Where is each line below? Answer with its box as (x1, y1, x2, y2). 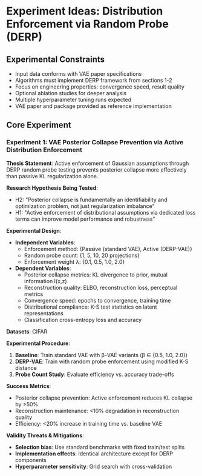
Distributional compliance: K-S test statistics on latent (24, 303, 157, 310)
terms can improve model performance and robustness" (15, 215, 155, 223)
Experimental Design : (6, 227, 62, 234)
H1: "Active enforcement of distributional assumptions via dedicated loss (15, 209, 196, 216)
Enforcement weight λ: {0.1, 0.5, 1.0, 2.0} (24, 258, 125, 265)
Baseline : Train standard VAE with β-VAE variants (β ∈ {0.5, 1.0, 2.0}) (15, 351, 187, 358)
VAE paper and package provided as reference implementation (15, 102, 172, 110)
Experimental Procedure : (6, 340, 71, 347)
